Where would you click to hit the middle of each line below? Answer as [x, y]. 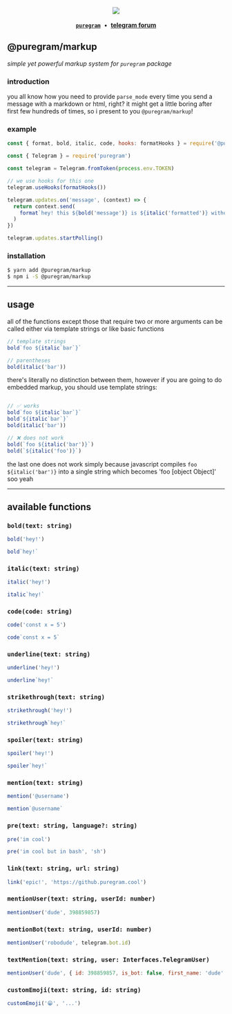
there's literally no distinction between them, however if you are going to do [115, 380]
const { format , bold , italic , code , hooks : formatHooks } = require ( [111, 144]
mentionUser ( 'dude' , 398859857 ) [54, 912]
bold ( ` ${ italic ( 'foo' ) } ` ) [44, 451]
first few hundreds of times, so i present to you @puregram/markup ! [100, 111]
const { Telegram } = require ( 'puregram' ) [69, 156]
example [22, 129]
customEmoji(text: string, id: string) [74, 990]
